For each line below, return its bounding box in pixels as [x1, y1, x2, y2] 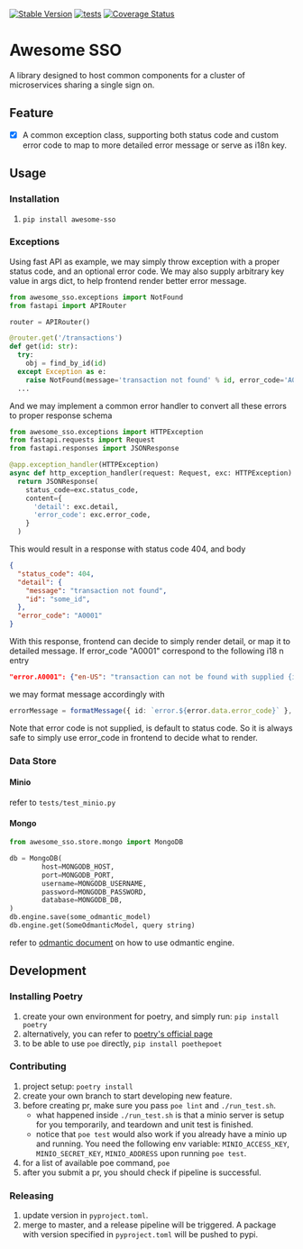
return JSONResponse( [17, 477, 99, 486]
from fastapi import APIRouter [9, 301, 127, 310]
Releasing [9, 1190, 54, 1202]
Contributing [9, 1060, 67, 1072]
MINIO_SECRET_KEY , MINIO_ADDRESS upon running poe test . [35, 1147, 247, 1158]
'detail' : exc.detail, [32, 502, 119, 511]
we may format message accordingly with [9, 688, 165, 699]
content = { [25, 494, 63, 503]
